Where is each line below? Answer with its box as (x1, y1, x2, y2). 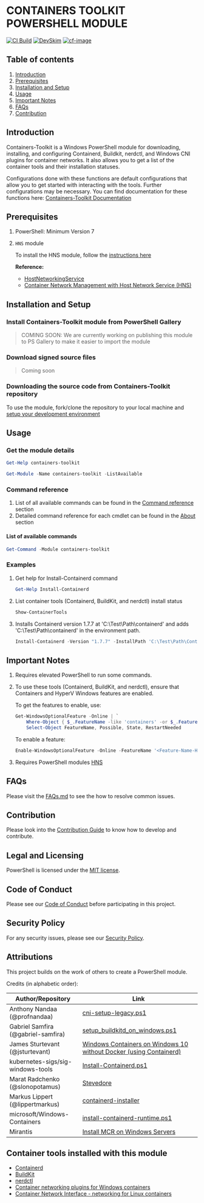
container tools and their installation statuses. (6, 163, 120, 170)
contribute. (6, 833, 34, 840)
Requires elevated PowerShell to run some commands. (15, 671, 152, 679)
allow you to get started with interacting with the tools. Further (6, 181, 162, 188)
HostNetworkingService (24, 275, 84, 282)
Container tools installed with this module (6, 1148, 168, 1158)
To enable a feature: (15, 735, 66, 743)
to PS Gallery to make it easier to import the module (21, 338, 151, 345)
